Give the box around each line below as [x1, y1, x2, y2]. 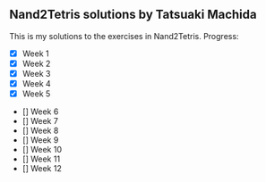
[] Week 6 [21, 106, 59, 117]
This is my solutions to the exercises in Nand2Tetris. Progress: [9, 30, 239, 41]
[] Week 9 [21, 135, 59, 145]
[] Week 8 [21, 125, 59, 136]
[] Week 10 [21, 145, 63, 155]
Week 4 [21, 79, 51, 88]
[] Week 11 [21, 153, 61, 164]
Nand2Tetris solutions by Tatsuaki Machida [9, 7, 257, 22]
